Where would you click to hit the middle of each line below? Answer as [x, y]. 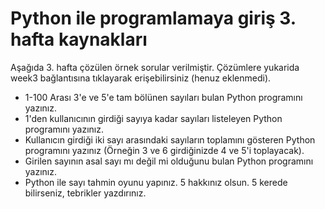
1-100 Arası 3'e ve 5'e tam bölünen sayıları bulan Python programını [163, 97]
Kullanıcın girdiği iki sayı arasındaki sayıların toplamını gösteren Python [170, 139]
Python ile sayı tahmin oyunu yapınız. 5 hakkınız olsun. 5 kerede [156, 182]
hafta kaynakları [79, 39]
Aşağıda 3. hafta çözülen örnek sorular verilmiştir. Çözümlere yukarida [155, 67]
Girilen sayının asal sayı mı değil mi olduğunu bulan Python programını [169, 161]
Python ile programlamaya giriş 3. [153, 18]
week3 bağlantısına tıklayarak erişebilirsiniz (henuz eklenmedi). [141, 78]
